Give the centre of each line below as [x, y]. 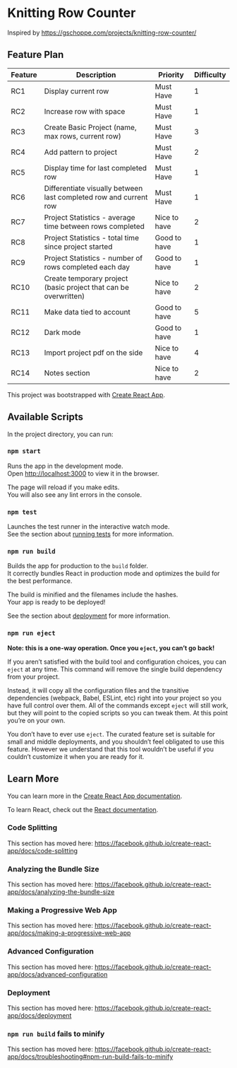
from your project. [34, 676]
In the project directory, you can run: [60, 434]
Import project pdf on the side [93, 353]
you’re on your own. [36, 720]
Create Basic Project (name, [90, 127]
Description [96, 74]
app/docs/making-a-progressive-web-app [69, 933]
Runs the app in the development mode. [65, 466]
